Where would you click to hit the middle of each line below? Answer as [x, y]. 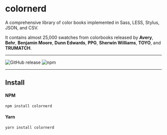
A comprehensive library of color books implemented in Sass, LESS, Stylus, [83, 22]
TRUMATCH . [18, 48]
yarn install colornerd [30, 128]
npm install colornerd [29, 106]
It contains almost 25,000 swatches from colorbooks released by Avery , [79, 37]
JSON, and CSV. [22, 27]
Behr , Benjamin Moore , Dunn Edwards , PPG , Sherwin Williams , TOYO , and [83, 42]
